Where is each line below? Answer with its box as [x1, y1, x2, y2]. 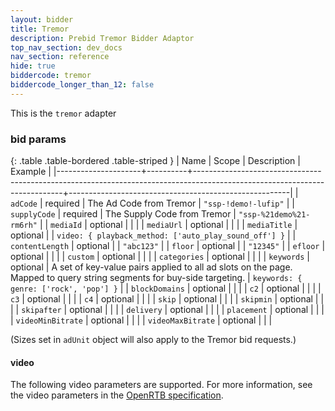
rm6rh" [10, 221, 38, 231]
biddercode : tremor [10, 71, 92, 81]
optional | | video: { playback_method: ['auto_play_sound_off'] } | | [10, 229, 297, 241]
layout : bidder [10, 14, 74, 25]
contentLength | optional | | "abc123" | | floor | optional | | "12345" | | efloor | [10, 240, 326, 252]
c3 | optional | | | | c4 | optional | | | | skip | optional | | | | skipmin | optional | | [10, 293, 325, 305]
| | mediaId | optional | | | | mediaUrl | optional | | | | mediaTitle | [39, 219, 298, 231]
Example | [10, 166, 52, 178]
